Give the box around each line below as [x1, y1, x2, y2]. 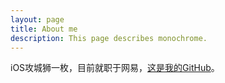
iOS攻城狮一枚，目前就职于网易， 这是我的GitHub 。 [10, 62, 220, 74]
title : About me [10, 24, 78, 34]
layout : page [10, 14, 65, 25]
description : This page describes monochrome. [10, 33, 208, 43]
